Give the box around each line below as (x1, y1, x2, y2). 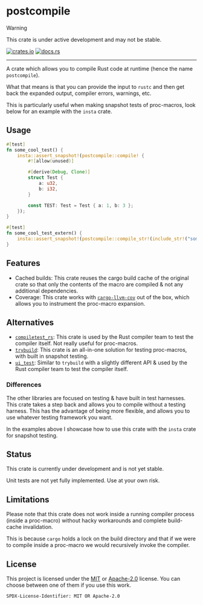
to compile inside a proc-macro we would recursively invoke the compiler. (6, 542, 190, 549)
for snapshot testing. (6, 432, 58, 439)
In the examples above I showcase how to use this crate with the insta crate (6, 425, 196, 433)
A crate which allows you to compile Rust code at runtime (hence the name (6, 65, 193, 72)
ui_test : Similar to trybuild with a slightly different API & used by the (14, 359, 187, 366)
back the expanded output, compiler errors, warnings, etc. (6, 89, 152, 97)
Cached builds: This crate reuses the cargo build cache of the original (14, 274, 189, 282)
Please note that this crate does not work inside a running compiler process (6, 511, 195, 518)
